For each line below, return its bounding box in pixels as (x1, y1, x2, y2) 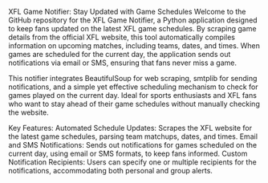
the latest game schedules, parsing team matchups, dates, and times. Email (8, 132, 258, 141)
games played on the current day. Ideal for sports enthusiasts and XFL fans (8, 91, 257, 100)
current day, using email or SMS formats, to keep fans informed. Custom (8, 148, 248, 158)
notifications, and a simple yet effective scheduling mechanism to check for (8, 82, 258, 91)
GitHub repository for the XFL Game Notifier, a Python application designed (8, 15, 258, 25)
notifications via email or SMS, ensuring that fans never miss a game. (8, 58, 237, 67)
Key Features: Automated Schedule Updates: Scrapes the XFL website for (8, 124, 253, 132)
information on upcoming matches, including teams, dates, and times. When (8, 41, 261, 51)
